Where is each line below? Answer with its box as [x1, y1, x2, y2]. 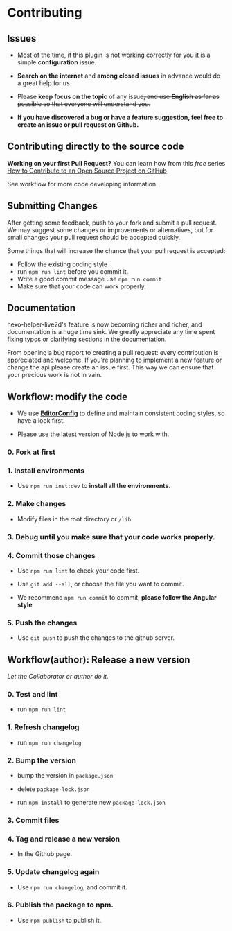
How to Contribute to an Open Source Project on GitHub [7, 166, 168, 175]
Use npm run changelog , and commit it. [17, 882, 127, 891]
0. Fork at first [7, 447, 56, 457]
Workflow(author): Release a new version [7, 654, 190, 665]
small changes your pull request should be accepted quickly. [7, 233, 181, 241]
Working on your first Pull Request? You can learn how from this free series [7, 159, 226, 167]
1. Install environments [7, 466, 85, 476]
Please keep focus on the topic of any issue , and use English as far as [17, 92, 220, 101]
